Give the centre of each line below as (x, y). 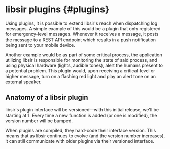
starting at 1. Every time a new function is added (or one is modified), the (81, 115)
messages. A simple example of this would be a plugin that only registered (83, 28)
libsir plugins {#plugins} (57, 9)
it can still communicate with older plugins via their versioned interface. (80, 141)
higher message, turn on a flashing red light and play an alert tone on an (81, 76)
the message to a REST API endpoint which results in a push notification (81, 40)
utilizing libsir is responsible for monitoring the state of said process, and (81, 60)
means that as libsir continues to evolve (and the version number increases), (85, 136)
